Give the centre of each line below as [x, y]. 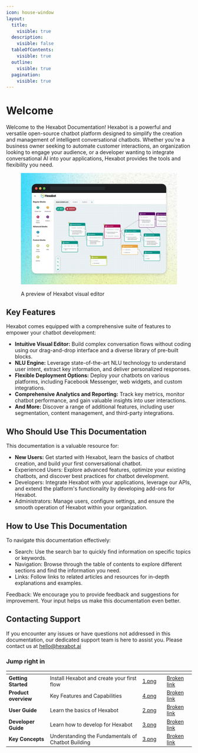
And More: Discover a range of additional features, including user [95, 407]
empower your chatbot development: [51, 333]
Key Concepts [26, 739]
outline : [22, 62]
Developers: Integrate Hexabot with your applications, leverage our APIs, [103, 482]
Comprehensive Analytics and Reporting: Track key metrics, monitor [99, 394]
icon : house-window [30, 12]
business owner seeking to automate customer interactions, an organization [98, 146]
